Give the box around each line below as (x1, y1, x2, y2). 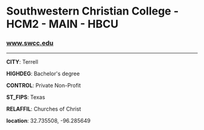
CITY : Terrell (6, 58, 38, 66)
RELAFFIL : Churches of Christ (6, 105, 81, 113)
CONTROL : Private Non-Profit (6, 82, 81, 89)
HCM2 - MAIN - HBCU (6, 17, 118, 31)
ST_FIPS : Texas (6, 94, 46, 101)
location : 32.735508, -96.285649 (6, 117, 91, 125)
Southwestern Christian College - (6, 4, 179, 18)
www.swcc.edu (6, 39, 53, 47)
